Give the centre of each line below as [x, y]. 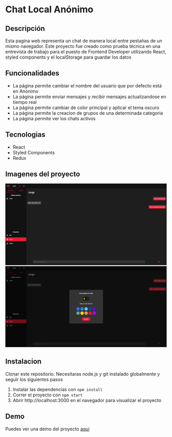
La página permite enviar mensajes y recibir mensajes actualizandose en [89, 97]
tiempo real [25, 102]
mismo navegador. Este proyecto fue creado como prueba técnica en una [83, 46]
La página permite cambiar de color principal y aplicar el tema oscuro [86, 107]
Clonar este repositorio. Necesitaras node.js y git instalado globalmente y [83, 374]
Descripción [25, 29]
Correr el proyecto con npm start [48, 395]
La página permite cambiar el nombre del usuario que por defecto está [87, 85]
